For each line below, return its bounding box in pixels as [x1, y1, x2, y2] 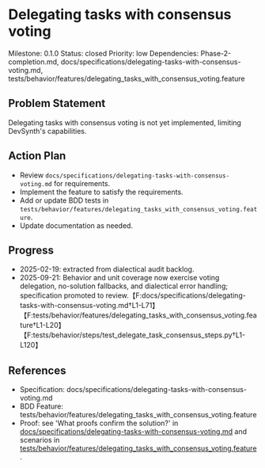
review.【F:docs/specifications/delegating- [105, 291, 247, 300]
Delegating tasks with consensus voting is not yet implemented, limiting [8, 117, 241, 127]
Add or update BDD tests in [19, 196, 109, 205]
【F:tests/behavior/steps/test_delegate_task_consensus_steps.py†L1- [19, 330, 246, 340]
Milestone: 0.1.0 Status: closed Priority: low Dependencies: [8, 48, 199, 58]
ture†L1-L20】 [19, 321, 66, 330]
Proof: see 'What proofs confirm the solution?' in [19, 418, 179, 428]
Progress [8, 243, 54, 257]
